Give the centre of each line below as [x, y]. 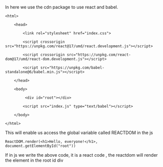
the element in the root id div [34, 160]
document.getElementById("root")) [41, 146]
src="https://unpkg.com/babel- [72, 68]
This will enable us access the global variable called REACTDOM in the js [79, 133]
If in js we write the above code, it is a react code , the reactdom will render [81, 155]
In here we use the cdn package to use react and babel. [62, 7]
